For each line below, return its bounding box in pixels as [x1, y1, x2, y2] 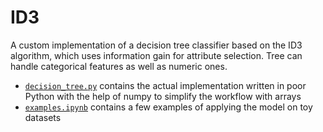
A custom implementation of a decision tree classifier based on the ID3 [10, 39, 303, 51]
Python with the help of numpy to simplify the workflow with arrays [24, 90, 302, 102]
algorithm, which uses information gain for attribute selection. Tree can [10, 49, 303, 61]
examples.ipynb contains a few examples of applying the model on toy [24, 101, 313, 113]
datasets [24, 111, 62, 123]
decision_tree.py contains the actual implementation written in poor [24, 79, 307, 91]
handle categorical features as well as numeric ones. [10, 60, 228, 72]
